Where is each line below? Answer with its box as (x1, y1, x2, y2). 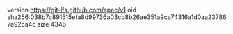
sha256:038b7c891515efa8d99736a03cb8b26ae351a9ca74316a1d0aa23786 (7, 13, 227, 21)
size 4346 (37, 20, 67, 28)
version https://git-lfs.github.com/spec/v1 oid (7, 6, 137, 14)
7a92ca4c (7, 20, 36, 28)
